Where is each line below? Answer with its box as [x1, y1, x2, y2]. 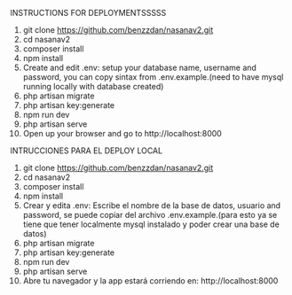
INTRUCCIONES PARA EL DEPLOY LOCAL [10, 145, 163, 156]
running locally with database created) [22, 82, 164, 91]
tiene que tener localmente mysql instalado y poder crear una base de [22, 219, 280, 229]
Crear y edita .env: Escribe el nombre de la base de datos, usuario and [22, 200, 281, 211]
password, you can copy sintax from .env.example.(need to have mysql [22, 72, 284, 82]
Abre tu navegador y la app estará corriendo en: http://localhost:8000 [22, 276, 279, 286]
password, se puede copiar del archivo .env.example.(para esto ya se [22, 210, 278, 220]
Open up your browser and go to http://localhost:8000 [22, 128, 223, 138]
